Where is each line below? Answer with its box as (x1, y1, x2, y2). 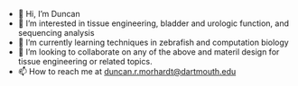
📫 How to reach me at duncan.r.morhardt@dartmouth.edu (17, 66, 237, 76)
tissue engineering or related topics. (17, 56, 153, 66)
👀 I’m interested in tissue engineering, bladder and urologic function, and (17, 18, 290, 29)
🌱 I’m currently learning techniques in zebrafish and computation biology (17, 37, 289, 47)
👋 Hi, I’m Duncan (17, 9, 80, 19)
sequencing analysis (17, 28, 95, 38)
